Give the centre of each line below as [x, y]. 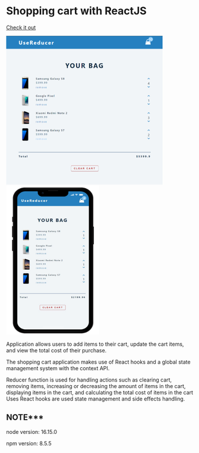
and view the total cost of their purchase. [56, 350]
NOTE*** [25, 418]
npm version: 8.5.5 [29, 443]
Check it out [21, 27]
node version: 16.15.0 [32, 432]
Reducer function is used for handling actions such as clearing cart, [89, 380]
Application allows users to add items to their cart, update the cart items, [95, 344]
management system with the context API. [58, 368]
